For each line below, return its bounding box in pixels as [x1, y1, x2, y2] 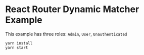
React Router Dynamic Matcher [5, 4, 139, 15]
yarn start [5, 45, 28, 50]
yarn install [5, 40, 33, 46]
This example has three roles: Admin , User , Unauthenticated [5, 31, 127, 37]
